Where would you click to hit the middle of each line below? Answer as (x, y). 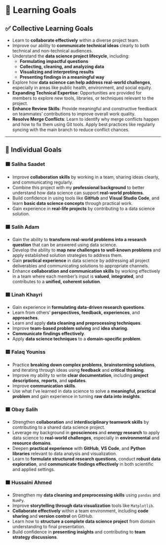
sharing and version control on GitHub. (53, 516)
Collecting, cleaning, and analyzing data (62, 67)
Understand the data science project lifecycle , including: (71, 56)
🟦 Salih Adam (22, 227)
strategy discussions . (35, 537)
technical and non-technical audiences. (52, 51)
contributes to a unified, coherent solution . (57, 281)
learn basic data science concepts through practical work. (72, 203)
